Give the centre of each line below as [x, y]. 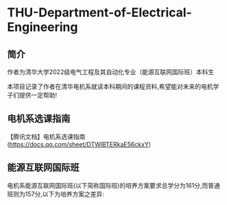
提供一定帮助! [38, 95]
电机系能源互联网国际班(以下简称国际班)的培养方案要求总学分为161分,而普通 [114, 185]
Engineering [43, 27]
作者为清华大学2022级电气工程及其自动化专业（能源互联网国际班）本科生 [111, 72]
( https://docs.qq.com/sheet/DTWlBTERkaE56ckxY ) [79, 144]
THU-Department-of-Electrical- [99, 13]
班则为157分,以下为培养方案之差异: [56, 194]
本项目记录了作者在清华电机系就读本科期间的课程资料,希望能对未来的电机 [110, 86]
